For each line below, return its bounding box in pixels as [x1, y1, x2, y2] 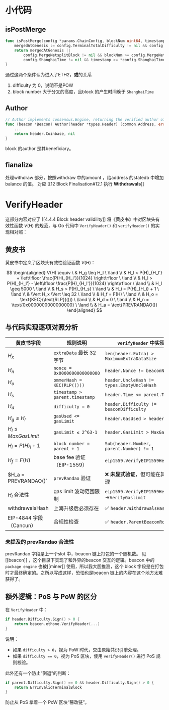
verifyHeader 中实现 [117, 339, 165, 346]
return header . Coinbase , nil [14, 131, 75, 136]
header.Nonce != [105, 367, 144, 373]
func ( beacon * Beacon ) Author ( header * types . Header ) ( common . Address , [5, 122, 156, 127]
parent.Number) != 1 [105, 446, 154, 451]
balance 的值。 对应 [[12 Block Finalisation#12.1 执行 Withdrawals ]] [5, 181, 144, 187]
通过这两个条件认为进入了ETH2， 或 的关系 [5, 72, 92, 78]
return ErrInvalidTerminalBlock [14, 685, 82, 690]
